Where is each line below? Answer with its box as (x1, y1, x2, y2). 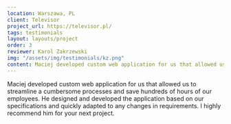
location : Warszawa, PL (7, 10, 76, 17)
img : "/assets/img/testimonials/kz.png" (7, 55, 125, 62)
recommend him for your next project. (7, 109, 115, 117)
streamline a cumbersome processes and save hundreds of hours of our (7, 87, 212, 95)
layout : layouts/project (7, 36, 78, 42)
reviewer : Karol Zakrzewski (7, 49, 88, 55)
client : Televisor (7, 16, 60, 23)
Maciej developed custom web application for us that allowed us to (7, 79, 197, 88)
